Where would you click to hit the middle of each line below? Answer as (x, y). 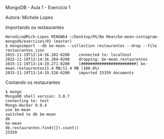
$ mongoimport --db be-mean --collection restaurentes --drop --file (81, 46)
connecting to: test (27, 101)
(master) (63, 41)
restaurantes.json (25, 50)
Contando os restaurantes (33, 82)
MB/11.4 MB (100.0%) (78, 68)
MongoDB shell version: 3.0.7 (38, 96)
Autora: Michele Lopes (29, 17)
